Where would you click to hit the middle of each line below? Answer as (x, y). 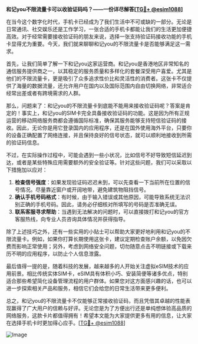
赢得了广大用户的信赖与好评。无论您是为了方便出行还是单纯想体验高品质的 (101, 308)
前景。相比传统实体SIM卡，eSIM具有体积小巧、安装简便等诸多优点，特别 (99, 274)
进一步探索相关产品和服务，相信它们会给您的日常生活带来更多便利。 (89, 288)
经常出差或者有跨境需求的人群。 (45, 93)
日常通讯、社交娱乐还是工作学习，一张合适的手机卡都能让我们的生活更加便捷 (99, 29)
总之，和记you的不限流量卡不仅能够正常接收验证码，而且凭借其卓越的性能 (96, 301)
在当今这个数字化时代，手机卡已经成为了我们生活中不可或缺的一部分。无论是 (99, 22)
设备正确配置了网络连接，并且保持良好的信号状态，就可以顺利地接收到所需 (101, 135)
